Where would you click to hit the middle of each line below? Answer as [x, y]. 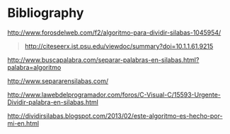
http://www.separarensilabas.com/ [58, 81]
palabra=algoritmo [34, 67]
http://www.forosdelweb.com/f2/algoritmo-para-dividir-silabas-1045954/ [114, 32]
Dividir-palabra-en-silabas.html [53, 102]
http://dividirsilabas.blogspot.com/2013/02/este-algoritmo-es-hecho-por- [115, 116]
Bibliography [46, 13]
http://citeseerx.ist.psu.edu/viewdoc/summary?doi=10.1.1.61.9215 [119, 46]
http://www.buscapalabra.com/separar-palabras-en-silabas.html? [103, 60]
